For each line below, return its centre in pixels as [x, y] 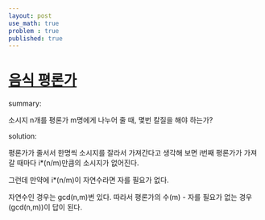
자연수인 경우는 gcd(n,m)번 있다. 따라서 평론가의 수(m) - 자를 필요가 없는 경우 [130, 197]
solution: [23, 136]
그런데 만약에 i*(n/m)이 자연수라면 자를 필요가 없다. [89, 180]
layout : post [30, 16]
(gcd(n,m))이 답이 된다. [46, 207]
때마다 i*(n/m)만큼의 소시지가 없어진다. [78, 163]
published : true [35, 38]
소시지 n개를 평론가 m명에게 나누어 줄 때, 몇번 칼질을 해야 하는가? [111, 120]
